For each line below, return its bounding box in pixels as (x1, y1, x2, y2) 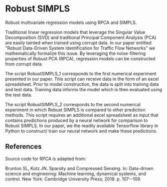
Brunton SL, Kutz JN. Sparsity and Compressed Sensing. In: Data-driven (5, 165, 154, 171)
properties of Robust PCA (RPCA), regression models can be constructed (5, 55, 156, 61)
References (5, 143, 42, 151)
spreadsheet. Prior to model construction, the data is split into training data (5, 81, 159, 87)
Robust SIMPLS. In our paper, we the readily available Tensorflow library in (5, 123, 159, 129)
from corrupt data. (5, 61, 43, 67)
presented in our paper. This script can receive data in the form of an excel (5, 76, 159, 82)
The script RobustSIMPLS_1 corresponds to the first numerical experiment (5, 70, 157, 76)
